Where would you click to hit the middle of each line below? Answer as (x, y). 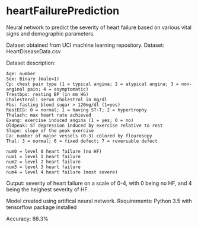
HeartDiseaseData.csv (33, 51)
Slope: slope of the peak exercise (50, 131)
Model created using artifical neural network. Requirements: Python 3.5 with (99, 201)
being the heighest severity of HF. (47, 189)
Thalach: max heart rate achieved (49, 115)
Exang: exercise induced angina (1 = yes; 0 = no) (70, 120)
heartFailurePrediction (63, 11)
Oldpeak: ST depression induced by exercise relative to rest (84, 126)
